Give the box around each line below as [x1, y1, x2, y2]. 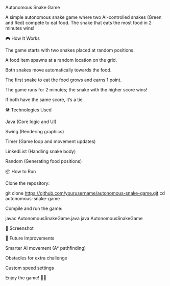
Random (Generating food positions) [5, 158, 82, 164]
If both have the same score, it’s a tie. [5, 97, 84, 103]
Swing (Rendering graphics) [5, 129, 64, 134]
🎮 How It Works [5, 35, 40, 41]
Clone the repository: [5, 180, 50, 186]
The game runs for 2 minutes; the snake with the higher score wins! [5, 87, 148, 92]
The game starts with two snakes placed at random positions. [5, 47, 135, 53]
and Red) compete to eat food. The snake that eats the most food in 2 [5, 20, 152, 26]
